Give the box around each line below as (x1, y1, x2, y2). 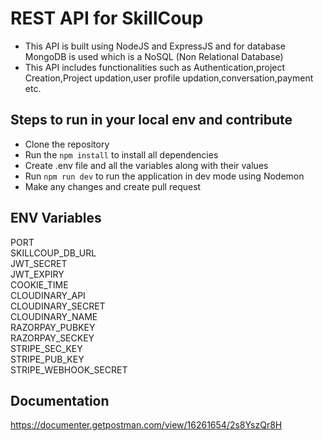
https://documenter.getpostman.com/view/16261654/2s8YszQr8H (10, 419, 283, 431)
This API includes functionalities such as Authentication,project (24, 61, 286, 73)
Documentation (10, 392, 110, 409)
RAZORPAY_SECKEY (10, 332, 95, 344)
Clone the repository (24, 138, 110, 150)
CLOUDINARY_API (10, 289, 86, 301)
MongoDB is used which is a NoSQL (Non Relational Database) (24, 50, 284, 62)
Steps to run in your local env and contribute (10, 112, 293, 129)
